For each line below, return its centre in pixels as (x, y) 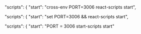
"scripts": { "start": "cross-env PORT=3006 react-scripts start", (70, 7)
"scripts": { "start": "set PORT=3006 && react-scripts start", (67, 17)
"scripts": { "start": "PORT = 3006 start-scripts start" (59, 26)
